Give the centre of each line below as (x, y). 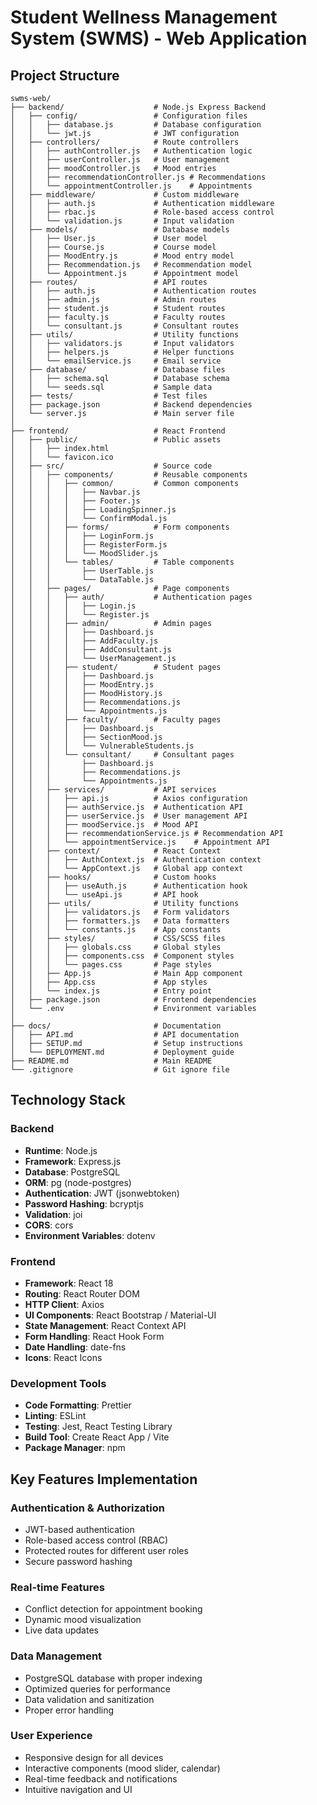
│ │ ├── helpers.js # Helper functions (122, 352)
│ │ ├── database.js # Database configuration (136, 125)
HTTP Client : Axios (64, 1304)
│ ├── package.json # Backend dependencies (131, 405)
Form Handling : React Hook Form (94, 1336)
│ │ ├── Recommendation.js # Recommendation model (131, 265)
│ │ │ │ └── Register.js (80, 615)
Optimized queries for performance (98, 1688)
